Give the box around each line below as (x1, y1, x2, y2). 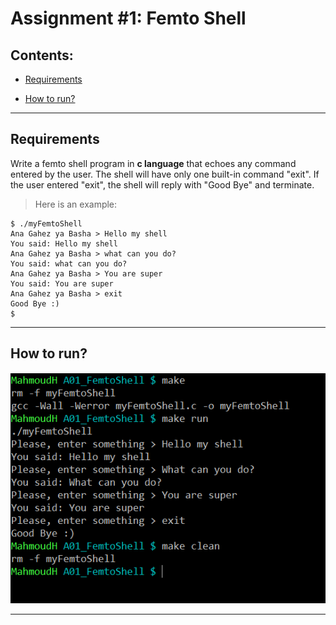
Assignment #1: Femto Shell (10, 7, 247, 30)
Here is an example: (34, 198, 118, 210)
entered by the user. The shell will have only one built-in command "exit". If (10, 168, 320, 180)
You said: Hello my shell (10, 238, 118, 249)
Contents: (10, 47, 74, 64)
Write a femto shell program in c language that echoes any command (10, 157, 297, 169)
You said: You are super (10, 278, 114, 289)
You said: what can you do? (10, 258, 128, 269)
